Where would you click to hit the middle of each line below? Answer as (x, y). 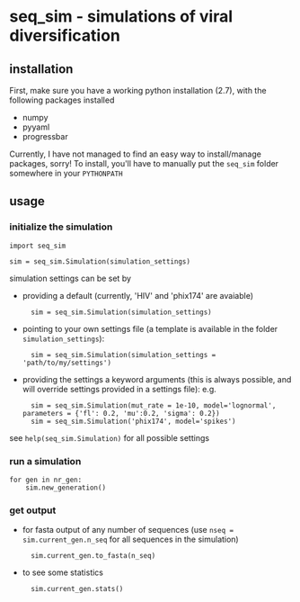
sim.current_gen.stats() (77, 589)
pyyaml (36, 127)
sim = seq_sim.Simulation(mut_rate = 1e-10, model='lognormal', (154, 405)
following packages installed (62, 100)
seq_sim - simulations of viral (121, 17)
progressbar (45, 136)
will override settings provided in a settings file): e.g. (119, 389)
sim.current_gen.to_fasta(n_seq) (93, 556)
